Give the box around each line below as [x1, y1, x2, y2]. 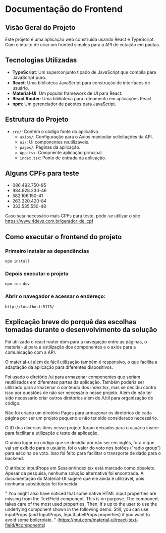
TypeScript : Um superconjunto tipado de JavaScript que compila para [12, 69, 156, 75]
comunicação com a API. [5, 349, 56, 355]
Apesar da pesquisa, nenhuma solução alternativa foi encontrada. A [5, 470, 144, 476]
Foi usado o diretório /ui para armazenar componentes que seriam [5, 374, 140, 380]
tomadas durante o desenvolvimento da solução [5, 326, 158, 334]
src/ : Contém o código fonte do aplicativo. [12, 128, 100, 134]
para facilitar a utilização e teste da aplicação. [5, 430, 99, 436]
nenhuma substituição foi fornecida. [5, 480, 79, 487]
